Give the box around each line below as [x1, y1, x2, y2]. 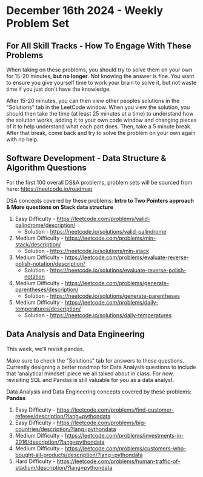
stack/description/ [15, 240, 61, 248]
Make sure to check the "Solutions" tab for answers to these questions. [6, 357, 185, 364]
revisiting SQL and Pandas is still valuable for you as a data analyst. [6, 376, 175, 383]
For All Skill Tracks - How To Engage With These [6, 41, 192, 51]
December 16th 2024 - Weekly [6, 4, 164, 18]
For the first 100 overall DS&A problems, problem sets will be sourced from [6, 179, 193, 186]
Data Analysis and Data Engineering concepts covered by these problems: [6, 388, 192, 395]
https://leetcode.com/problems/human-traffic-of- [56, 458, 181, 465]
